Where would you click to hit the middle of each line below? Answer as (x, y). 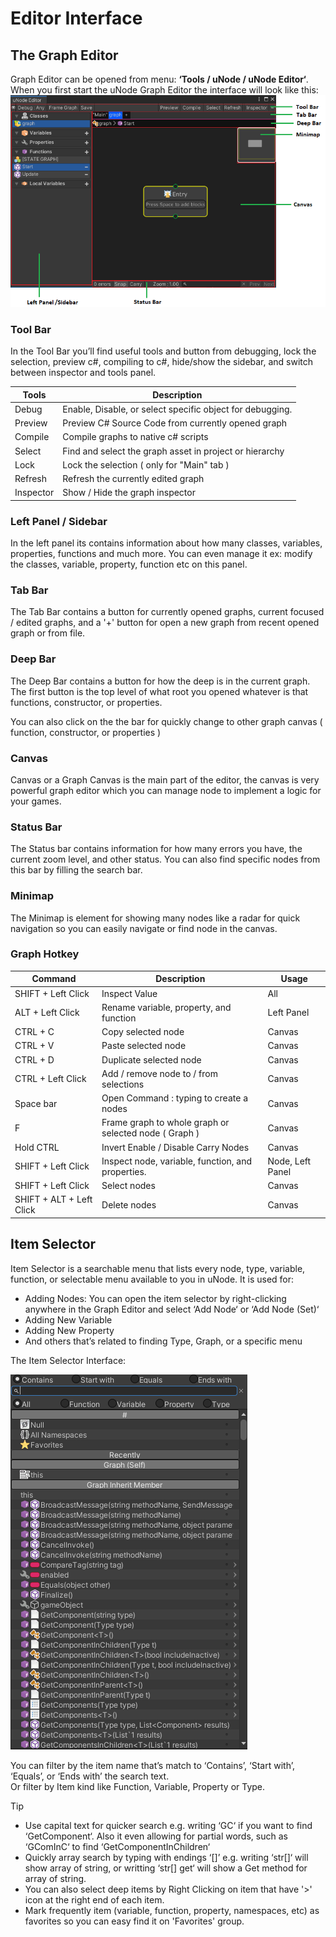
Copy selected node (143, 1032)
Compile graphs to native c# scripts (135, 437)
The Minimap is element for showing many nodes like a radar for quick (155, 918)
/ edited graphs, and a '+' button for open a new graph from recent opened (165, 623)
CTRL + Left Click (50, 1079)
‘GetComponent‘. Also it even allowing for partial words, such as (156, 1836)
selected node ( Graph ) (150, 1133)
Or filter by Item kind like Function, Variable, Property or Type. (138, 1786)
